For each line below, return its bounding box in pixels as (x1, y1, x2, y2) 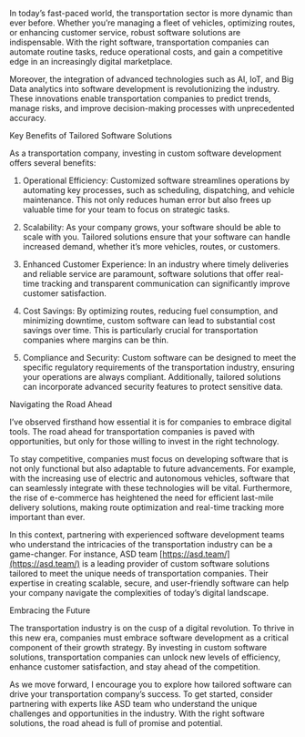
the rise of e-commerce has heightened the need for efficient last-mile (9, 492, 275, 503)
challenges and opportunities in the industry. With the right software (9, 708, 266, 719)
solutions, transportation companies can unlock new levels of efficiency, (9, 651, 280, 662)
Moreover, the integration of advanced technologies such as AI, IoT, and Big (9, 74, 294, 85)
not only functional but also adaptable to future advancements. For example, (9, 464, 296, 474)
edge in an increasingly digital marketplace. (9, 56, 173, 67)
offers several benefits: (9, 158, 97, 168)
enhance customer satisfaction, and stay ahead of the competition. (9, 661, 261, 672)
